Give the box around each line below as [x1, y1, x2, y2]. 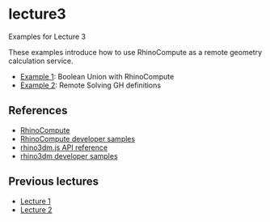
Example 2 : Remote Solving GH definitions [19, 80, 162, 90]
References [8, 104, 68, 117]
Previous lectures [8, 175, 99, 189]
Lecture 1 [19, 196, 51, 206]
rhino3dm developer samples [19, 151, 119, 160]
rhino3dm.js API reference [19, 143, 108, 152]
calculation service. [8, 56, 74, 66]
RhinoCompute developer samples [19, 134, 136, 143]
